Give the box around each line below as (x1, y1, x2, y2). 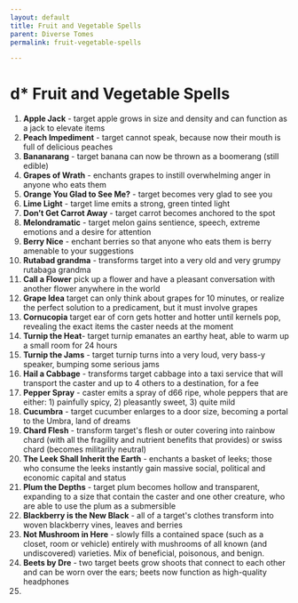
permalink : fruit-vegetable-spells (10, 37, 142, 47)
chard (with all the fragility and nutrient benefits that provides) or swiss (22, 435, 283, 446)
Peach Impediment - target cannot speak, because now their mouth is (22, 133, 281, 143)
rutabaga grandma (22, 264, 91, 276)
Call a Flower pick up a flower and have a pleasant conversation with (22, 274, 276, 285)
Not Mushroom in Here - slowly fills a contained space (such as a (22, 529, 264, 540)
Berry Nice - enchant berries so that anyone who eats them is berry (22, 237, 271, 247)
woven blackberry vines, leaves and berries (22, 519, 183, 530)
